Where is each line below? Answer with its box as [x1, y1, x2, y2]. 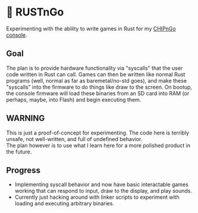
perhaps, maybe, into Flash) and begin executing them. [6, 96, 142, 103]
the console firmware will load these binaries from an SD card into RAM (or [6, 89, 190, 97]
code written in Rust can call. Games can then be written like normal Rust [6, 71, 186, 78]
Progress [6, 165, 40, 175]
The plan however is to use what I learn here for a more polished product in [6, 142, 190, 149]
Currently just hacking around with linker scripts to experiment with [14, 193, 180, 201]
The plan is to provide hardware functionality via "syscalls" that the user [6, 64, 183, 71]
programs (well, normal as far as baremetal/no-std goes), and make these [6, 77, 187, 84]
